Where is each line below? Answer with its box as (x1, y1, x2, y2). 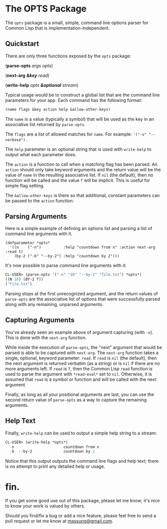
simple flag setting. (5, 182, 45, 188)
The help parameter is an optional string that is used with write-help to (5, 146, 151, 152)
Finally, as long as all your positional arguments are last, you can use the (5, 391, 154, 397)
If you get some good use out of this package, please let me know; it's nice (5, 498, 160, 504)
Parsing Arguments (5, 212, 67, 221)
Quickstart (5, 40, 39, 48)
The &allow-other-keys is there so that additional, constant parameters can (5, 192, 160, 198)
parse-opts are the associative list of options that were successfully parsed (5, 296, 160, 302)
